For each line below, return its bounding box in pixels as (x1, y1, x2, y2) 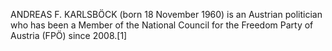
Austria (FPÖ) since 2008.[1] (10, 30, 128, 41)
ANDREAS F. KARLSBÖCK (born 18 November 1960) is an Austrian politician (10, 9, 323, 20)
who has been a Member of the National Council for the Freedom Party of (10, 19, 314, 31)
